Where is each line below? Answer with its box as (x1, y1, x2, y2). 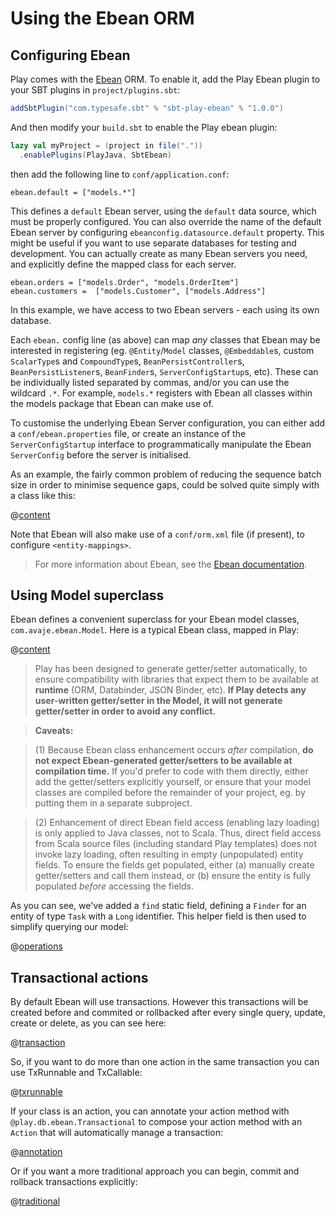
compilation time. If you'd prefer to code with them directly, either (34, 765, 309, 777)
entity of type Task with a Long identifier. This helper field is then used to (10, 910, 307, 922)
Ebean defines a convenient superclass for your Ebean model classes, (10, 613, 300, 626)
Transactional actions (10, 969, 149, 986)
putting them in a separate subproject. (34, 797, 193, 809)
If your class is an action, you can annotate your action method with (10, 1105, 290, 1117)
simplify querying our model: (10, 921, 129, 933)
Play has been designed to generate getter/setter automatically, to (34, 663, 308, 675)
